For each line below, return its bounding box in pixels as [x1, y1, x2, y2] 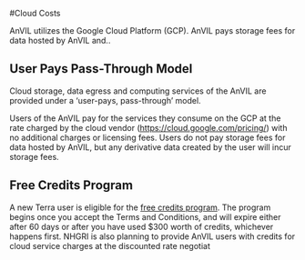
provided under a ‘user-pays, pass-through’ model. [9, 95, 202, 105]
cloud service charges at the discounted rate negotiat [9, 240, 211, 251]
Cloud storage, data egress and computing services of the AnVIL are [9, 85, 267, 96]
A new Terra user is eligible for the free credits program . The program [9, 202, 271, 213]
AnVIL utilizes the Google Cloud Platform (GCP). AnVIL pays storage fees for [9, 25, 296, 35]
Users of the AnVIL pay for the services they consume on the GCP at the [9, 113, 281, 124]
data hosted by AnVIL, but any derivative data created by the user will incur [9, 141, 291, 153]
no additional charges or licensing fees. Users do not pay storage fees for [9, 132, 286, 143]
